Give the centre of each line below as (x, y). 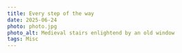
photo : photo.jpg (32, 26)
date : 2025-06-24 (32, 20)
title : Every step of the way (51, 13)
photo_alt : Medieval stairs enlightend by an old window (91, 33)
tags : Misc (23, 39)
